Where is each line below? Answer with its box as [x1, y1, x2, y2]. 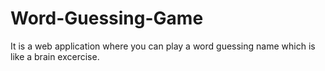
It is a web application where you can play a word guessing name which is [10, 40, 316, 52]
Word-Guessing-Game [10, 7, 204, 30]
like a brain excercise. [10, 50, 100, 62]
